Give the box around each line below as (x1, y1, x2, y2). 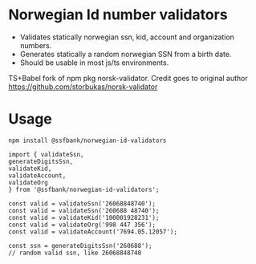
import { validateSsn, (8, 150, 84, 158)
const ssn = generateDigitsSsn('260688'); (8, 242, 152, 250)
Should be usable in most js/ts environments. (19, 58, 169, 67)
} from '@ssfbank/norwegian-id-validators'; (8, 185, 160, 193)
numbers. (19, 40, 52, 50)
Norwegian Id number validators (8, 6, 228, 24)
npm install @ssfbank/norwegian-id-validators (8, 136, 167, 144)
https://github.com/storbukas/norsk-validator (8, 82, 158, 91)
